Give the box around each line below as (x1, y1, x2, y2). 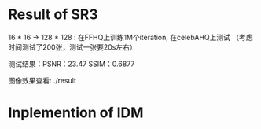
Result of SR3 (8, 6, 98, 24)
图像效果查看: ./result (8, 76, 77, 85)
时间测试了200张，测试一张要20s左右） (8, 42, 137, 52)
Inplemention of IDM (8, 104, 144, 122)
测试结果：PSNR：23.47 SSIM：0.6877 (8, 59, 135, 68)
